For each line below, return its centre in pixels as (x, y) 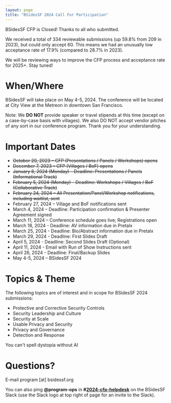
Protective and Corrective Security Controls (58, 308)
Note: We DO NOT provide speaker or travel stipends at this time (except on (85, 115)
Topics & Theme (40, 279)
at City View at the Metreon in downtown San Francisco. (64, 105)
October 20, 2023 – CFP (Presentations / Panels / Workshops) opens (85, 160)
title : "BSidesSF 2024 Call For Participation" (57, 15)
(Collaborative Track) (35, 188)
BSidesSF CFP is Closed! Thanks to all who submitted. (62, 29)
